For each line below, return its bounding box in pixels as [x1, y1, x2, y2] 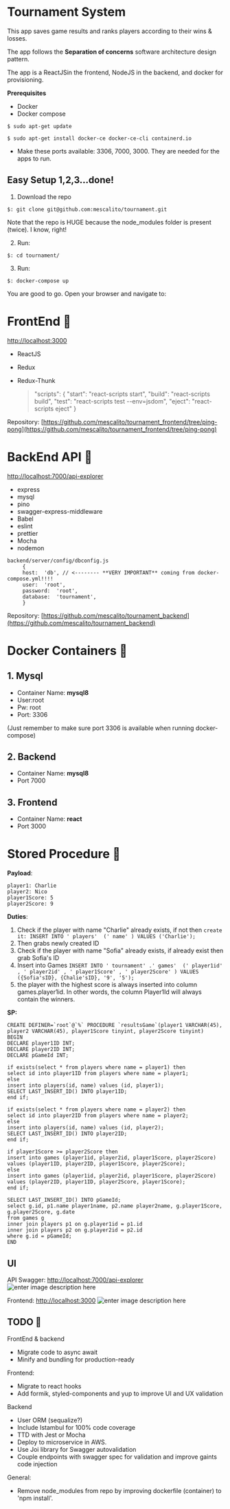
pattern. [7, 54, 30, 63]
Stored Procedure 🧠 [7, 846, 121, 862]
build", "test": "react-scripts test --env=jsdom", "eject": [34, 397, 191, 405]
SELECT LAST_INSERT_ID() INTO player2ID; [7, 1130, 128, 1137]
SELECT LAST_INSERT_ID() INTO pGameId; [7, 1196, 122, 1204]
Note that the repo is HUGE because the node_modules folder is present [7, 218, 211, 226]
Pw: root [16, 703, 41, 711]
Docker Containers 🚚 [7, 643, 128, 658]
